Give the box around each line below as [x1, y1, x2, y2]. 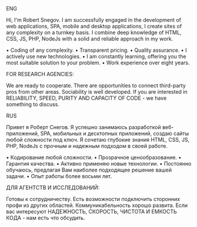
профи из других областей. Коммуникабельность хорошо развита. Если [6, 202, 188, 209]
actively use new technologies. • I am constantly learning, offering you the [6, 53, 186, 60]
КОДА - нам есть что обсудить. [6, 215, 85, 221]
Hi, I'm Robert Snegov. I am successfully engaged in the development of [6, 17, 181, 23]
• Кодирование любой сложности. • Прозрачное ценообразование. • [6, 154, 182, 161]
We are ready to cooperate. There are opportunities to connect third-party [6, 82, 186, 89]
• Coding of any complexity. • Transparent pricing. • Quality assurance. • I [6, 47, 187, 54]
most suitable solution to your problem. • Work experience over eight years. [6, 59, 190, 66]
